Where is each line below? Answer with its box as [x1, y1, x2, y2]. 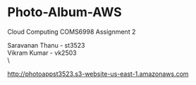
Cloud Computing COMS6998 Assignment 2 [7, 27, 136, 36]
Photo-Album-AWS [7, 4, 122, 20]
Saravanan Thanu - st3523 [7, 41, 85, 49]
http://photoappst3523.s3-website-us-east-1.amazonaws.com [7, 70, 189, 78]
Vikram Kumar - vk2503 [7, 48, 77, 57]
